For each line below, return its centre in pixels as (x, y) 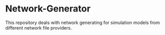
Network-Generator (48, 9)
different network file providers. (39, 27)
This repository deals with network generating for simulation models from (82, 22)
